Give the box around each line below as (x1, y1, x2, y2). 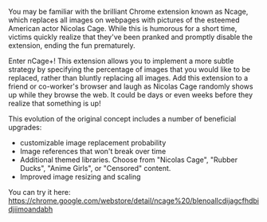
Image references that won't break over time (19, 147, 167, 156)
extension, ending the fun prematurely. (8, 41, 135, 50)
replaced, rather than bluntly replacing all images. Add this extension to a (8, 73, 249, 82)
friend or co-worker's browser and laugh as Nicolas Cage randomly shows (8, 81, 253, 91)
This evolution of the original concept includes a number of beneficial (8, 114, 237, 123)
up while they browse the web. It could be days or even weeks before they (8, 90, 253, 99)
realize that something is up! (8, 99, 101, 108)
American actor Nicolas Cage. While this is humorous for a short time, (8, 24, 238, 33)
